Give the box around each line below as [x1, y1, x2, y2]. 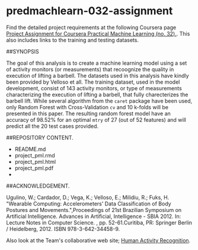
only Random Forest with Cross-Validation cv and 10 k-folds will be [6, 103, 169, 110]
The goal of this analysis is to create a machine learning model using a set [6, 59, 187, 67]
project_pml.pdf [14, 164, 54, 172]
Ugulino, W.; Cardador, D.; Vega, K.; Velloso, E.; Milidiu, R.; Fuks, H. [6, 194, 170, 201]
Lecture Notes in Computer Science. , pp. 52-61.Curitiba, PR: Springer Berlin [6, 219, 193, 226]
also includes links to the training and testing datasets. [6, 36, 139, 43]
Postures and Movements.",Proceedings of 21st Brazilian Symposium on [6, 206, 182, 213]
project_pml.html [14, 158, 56, 165]
